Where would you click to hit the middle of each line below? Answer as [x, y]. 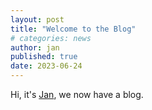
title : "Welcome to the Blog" [73, 29]
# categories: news [51, 38]
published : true [44, 57]
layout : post [37, 19]
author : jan [35, 47]
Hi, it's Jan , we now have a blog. [77, 94]
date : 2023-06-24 [46, 66]
